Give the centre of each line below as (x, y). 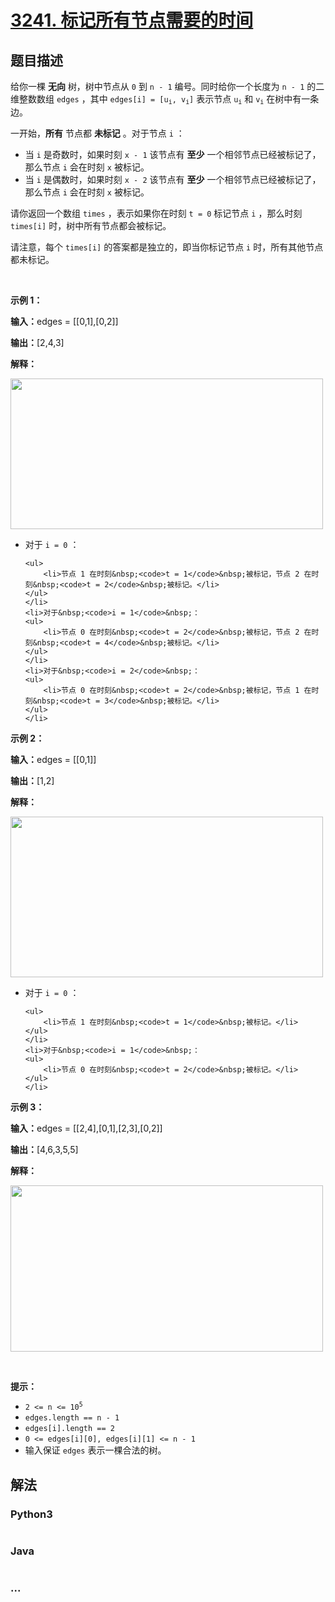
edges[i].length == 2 (69, 1429)
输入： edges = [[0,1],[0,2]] (64, 322)
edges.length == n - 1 (72, 1418)
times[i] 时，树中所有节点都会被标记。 (91, 226)
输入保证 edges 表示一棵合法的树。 (95, 1450)
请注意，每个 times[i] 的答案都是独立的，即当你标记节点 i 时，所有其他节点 (167, 247)
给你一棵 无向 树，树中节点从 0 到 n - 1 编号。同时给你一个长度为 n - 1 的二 (167, 86)
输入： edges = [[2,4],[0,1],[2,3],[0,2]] (86, 1128)
